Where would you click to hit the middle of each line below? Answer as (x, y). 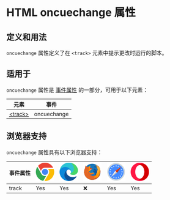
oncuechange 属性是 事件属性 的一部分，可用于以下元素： (77, 90)
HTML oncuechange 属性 (71, 13)
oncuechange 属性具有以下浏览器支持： (54, 152)
